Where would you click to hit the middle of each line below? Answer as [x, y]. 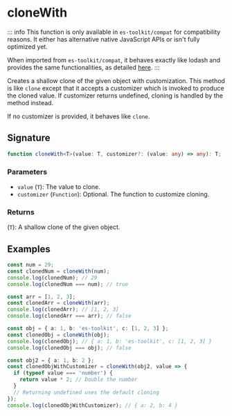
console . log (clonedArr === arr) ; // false [69, 316]
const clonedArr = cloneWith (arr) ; [59, 303]
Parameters [27, 172]
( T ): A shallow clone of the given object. [64, 227]
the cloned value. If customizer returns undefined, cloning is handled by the [115, 96]
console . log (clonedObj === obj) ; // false [69, 347]
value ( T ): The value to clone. [59, 187]
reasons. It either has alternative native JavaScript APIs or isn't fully [104, 39]
